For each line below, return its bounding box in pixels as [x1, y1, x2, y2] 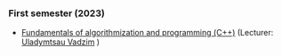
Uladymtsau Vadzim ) [20, 36, 100, 47]
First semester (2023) [8, 7, 106, 20]
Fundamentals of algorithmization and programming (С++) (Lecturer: [20, 28, 274, 38]
